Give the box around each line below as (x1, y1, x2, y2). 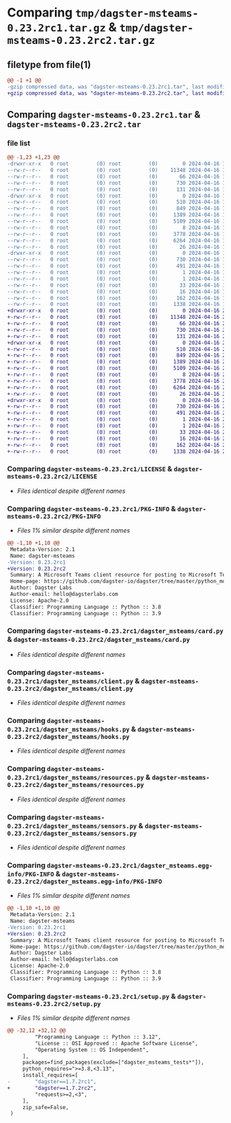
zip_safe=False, (22, 1104, 69, 1111)
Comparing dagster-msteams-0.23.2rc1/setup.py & (7, 991, 177, 1001)
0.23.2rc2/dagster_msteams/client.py (7, 685, 134, 692)
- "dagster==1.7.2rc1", (7, 1078, 97, 1085)
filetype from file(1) (7, 58, 91, 70)
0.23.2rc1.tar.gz (7, 22, 107, 35)
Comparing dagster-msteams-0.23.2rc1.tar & (7, 109, 201, 121)
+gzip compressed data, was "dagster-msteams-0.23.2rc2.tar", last (7, 89, 205, 97)
